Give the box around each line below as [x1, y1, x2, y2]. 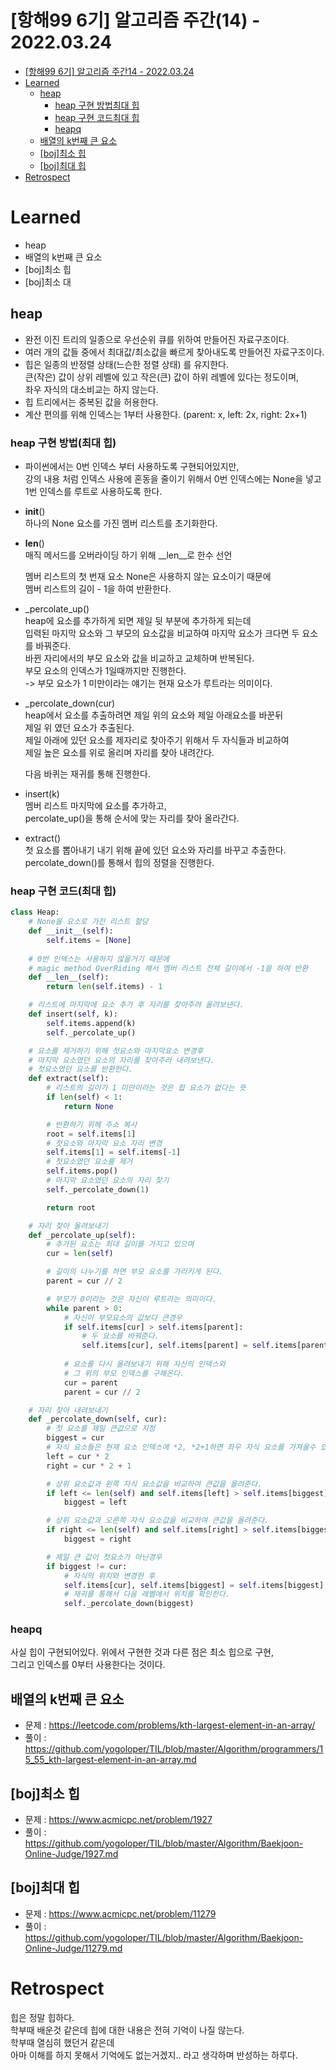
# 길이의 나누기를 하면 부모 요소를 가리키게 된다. [46, 1267, 224, 1277]
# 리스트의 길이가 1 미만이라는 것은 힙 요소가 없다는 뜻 [46, 1083, 247, 1093]
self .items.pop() [46, 1166, 118, 1176]
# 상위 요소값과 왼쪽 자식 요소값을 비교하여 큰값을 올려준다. [46, 1479, 263, 1489]
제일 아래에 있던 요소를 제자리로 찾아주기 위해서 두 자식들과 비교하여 [24, 734, 290, 746]
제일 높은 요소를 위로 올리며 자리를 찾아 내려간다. [24, 746, 215, 758]
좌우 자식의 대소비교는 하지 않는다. [24, 383, 159, 395]
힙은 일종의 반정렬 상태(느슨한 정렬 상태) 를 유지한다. [24, 358, 229, 370]
